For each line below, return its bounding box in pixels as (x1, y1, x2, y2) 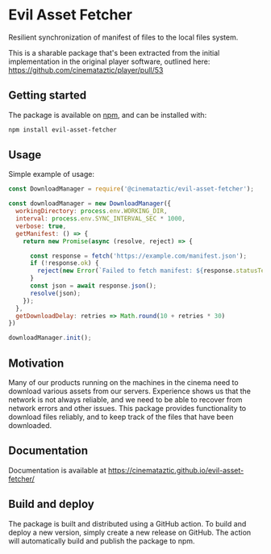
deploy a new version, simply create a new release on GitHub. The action (8, 527, 252, 537)
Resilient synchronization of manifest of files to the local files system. (8, 32, 239, 42)
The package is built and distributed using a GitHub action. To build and (8, 518, 247, 528)
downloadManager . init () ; (8, 334, 92, 342)
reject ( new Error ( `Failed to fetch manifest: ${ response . (37, 267, 236, 275)
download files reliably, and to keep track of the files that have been (8, 412, 234, 422)
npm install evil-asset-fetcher (8, 125, 117, 134)
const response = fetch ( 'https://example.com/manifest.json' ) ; (29, 252, 248, 260)
